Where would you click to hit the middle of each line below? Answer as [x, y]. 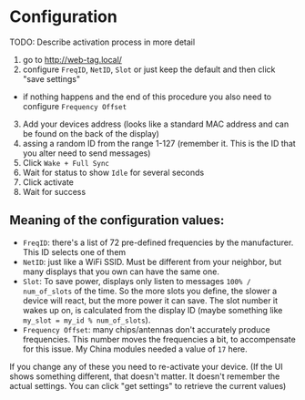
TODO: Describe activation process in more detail [102, 42]
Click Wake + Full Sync [66, 162]
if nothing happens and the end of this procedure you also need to [147, 97]
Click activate [48, 182]
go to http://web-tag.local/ [72, 59]
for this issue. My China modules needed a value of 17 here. [135, 349]
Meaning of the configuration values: [117, 221]
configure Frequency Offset [75, 106]
